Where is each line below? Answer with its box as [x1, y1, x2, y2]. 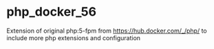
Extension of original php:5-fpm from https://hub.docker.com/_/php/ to [6, 27, 207, 35]
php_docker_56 [6, 4, 97, 20]
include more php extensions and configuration [6, 33, 141, 42]
